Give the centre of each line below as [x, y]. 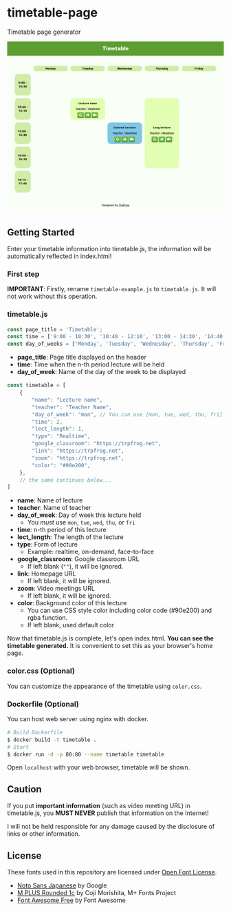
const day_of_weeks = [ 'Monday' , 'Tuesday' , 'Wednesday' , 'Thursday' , [110, 344]
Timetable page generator [44, 32]
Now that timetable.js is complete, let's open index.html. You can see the [111, 638]
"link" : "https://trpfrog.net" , [78, 451]
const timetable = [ [37, 385]
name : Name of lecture [50, 500]
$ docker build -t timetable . [52, 740]
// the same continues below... [66, 480]
